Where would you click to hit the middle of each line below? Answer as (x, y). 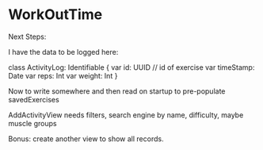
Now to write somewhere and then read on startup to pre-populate (117, 91)
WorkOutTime (55, 15)
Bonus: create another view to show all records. (86, 138)
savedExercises (34, 99)
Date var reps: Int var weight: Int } (63, 75)
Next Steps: (27, 37)
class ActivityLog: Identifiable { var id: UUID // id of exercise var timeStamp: (131, 67)
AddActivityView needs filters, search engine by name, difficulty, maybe (126, 115)
